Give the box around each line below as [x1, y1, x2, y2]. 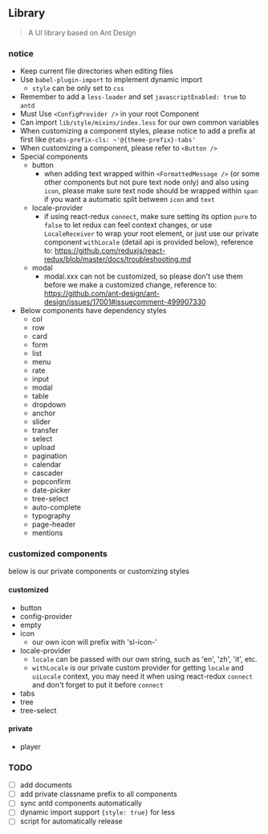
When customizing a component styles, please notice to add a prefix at [19, 126, 256, 136]
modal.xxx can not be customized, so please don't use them [43, 271, 243, 281]
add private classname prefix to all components [19, 789, 178, 799]
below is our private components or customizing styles [8, 567, 190, 576]
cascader [31, 469, 63, 478]
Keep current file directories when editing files [19, 66, 174, 76]
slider [31, 417, 51, 427]
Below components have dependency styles [19, 306, 167, 316]
